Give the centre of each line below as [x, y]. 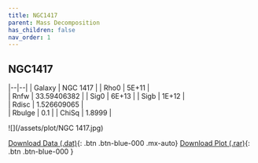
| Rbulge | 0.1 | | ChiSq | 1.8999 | [60, 113]
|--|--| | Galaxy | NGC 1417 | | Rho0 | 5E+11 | [79, 88]
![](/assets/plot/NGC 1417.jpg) [56, 128]
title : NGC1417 [33, 15]
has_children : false [42, 30]
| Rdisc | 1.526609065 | [46, 105]
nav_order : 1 [29, 37]
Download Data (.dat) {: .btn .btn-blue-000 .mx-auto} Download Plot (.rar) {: [129, 143]
